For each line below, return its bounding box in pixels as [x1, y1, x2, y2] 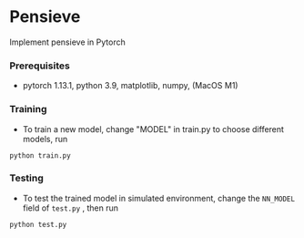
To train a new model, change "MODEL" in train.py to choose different [22, 123, 285, 134]
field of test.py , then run [22, 202, 119, 213]
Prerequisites [9, 59, 70, 72]
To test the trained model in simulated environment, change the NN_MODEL [22, 192, 296, 203]
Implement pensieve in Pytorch [9, 36, 126, 47]
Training [9, 103, 47, 116]
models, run [22, 133, 68, 144]
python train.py [9, 150, 71, 160]
